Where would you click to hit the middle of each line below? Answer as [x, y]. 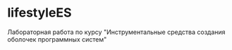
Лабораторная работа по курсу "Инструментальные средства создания [116, 32]
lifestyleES [39, 13]
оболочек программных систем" [57, 39]
